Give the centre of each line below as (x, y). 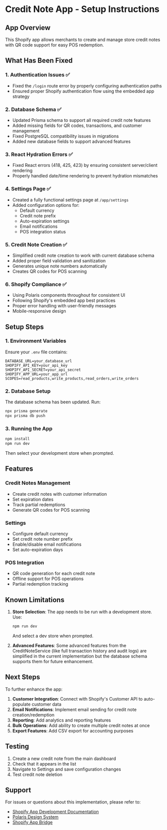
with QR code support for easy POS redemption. (55, 45)
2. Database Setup (28, 391)
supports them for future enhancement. (53, 661)
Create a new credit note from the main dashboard (64, 759)
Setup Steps (24, 327)
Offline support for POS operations (48, 579)
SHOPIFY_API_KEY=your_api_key (37, 365)
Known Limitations (35, 600)
